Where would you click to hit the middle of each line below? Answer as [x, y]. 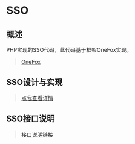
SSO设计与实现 [35, 82]
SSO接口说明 [31, 119]
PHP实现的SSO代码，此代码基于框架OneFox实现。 [69, 50]
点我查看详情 [37, 98]
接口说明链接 [37, 134]
